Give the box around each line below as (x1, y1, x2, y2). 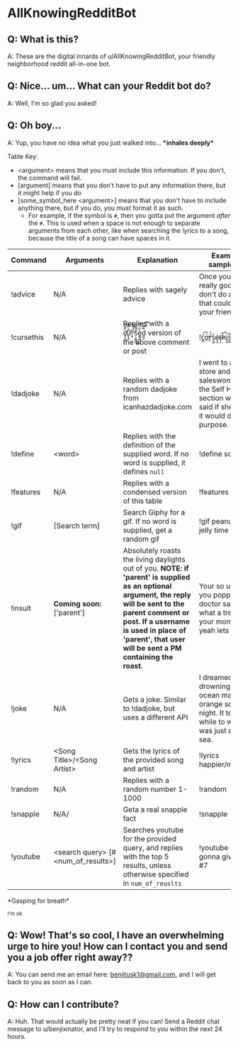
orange (198, 699, 223, 709)
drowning (198, 681, 231, 691)
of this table (123, 495, 163, 505)
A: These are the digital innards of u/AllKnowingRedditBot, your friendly (7, 52, 216, 60)
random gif (123, 534, 159, 544)
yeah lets (198, 625, 229, 635)
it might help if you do (17, 188, 81, 197)
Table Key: (7, 152, 38, 160)
